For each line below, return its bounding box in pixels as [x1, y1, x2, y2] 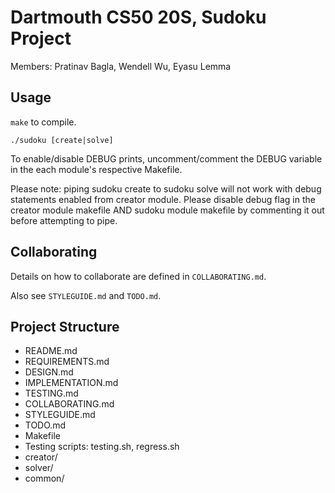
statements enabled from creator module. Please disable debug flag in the [10, 193, 316, 205]
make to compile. [10, 116, 77, 128]
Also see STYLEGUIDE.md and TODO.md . [10, 289, 162, 301]
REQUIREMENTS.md [24, 356, 110, 368]
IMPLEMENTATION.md [24, 377, 119, 389]
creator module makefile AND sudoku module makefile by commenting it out [10, 204, 325, 216]
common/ [24, 472, 65, 485]
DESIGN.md [24, 366, 74, 378]
